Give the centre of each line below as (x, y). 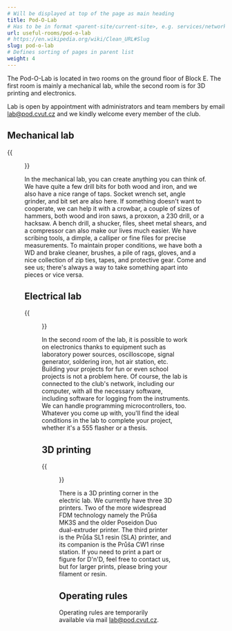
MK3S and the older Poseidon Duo (108, 522)
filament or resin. (83, 574)
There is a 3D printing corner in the (109, 493)
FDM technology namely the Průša (108, 515)
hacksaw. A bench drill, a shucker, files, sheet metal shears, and (116, 223)
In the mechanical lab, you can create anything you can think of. (115, 179)
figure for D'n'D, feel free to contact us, (115, 559)
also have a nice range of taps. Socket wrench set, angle (105, 194)
